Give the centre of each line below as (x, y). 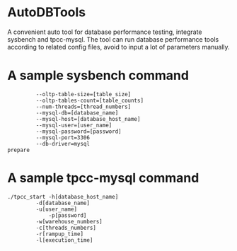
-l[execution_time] (64, 240)
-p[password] (68, 215)
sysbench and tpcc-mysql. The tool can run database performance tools (113, 39)
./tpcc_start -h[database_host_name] (63, 197)
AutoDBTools (47, 12)
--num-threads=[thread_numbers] (83, 107)
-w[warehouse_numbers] (69, 221)
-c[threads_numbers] (66, 228)
